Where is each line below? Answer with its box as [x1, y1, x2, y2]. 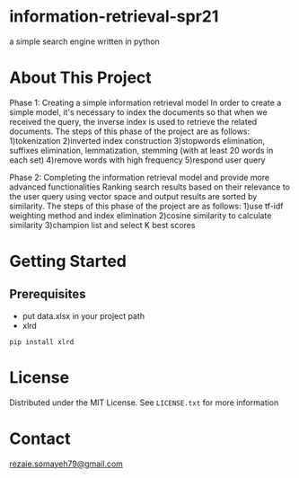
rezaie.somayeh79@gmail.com [9, 458, 124, 469]
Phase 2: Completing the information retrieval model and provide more [9, 172, 270, 182]
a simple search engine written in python [9, 36, 160, 47]
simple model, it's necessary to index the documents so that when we [9, 106, 268, 118]
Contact [9, 429, 71, 448]
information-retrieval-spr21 [9, 6, 219, 27]
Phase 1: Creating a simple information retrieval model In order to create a [9, 97, 282, 108]
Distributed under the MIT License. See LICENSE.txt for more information [9, 397, 279, 408]
